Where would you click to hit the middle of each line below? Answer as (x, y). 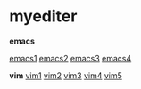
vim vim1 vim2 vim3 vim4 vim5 (66, 75)
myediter (43, 16)
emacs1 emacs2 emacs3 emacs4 (70, 58)
